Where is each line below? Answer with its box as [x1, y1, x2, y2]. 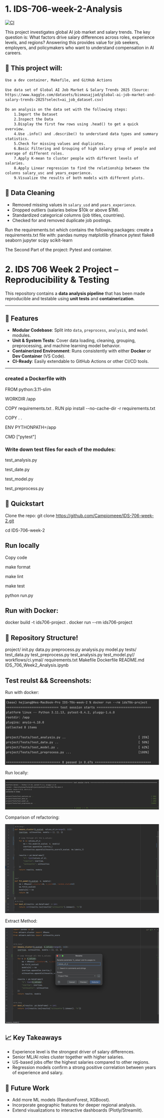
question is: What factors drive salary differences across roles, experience [5, 34, 155, 40]
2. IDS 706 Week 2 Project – [5, 264, 119, 275]
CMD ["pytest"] [5, 434, 37, 440]
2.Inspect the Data [14, 116, 54, 122]
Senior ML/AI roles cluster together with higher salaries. [12, 1054, 124, 1060]
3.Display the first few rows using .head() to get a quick [14, 121, 139, 127]
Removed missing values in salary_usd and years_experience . [12, 201, 137, 207]
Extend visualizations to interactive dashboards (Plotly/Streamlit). [12, 1107, 143, 1113]
